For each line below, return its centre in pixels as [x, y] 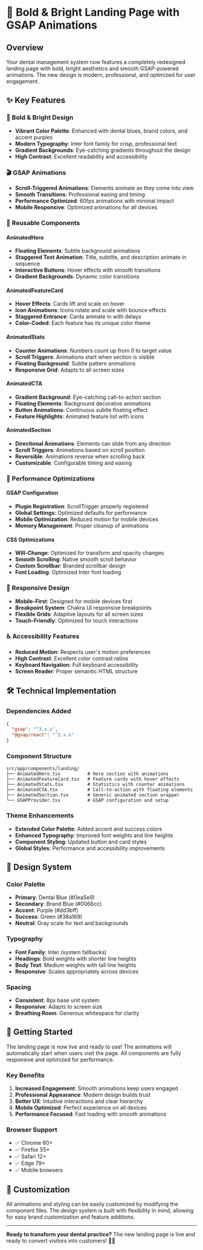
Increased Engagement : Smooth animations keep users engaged [96, 1088]
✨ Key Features [36, 100]
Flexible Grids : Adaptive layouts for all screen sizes [79, 614]
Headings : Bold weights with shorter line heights [76, 958]
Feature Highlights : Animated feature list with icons [79, 416]
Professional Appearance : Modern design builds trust [83, 1095]
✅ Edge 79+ [30, 1163]
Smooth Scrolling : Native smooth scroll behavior [76, 560]
